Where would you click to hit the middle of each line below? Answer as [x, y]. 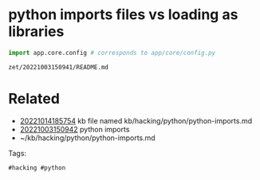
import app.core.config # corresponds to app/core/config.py [112, 53]
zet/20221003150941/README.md [59, 67]
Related [34, 99]
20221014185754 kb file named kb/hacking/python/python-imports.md [136, 120]
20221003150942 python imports [75, 129]
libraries [36, 31]
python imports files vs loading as [123, 15]
